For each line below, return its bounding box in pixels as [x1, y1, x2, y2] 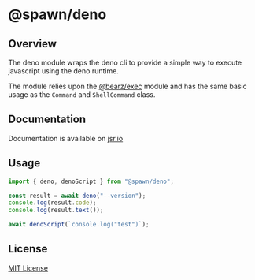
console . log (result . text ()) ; [8, 207, 104, 215]
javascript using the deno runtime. [8, 66, 120, 76]
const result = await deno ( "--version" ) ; [8, 192, 146, 200]
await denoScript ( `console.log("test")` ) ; [8, 221, 150, 229]
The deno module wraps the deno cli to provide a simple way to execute [8, 58, 242, 67]
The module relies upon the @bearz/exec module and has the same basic [8, 81, 247, 91]
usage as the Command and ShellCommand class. [8, 90, 156, 99]
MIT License [8, 263, 49, 273]
